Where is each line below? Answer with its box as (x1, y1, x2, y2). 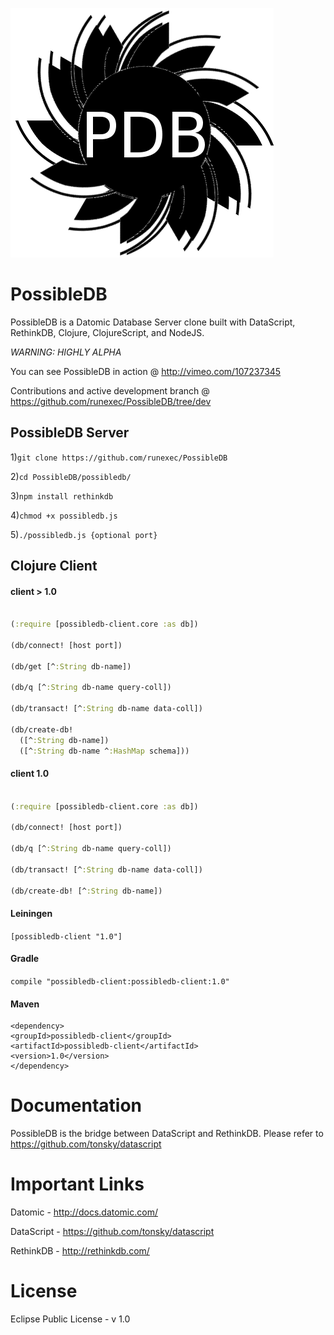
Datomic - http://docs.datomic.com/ (10, 1206, 158, 1218)
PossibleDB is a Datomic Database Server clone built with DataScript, (10, 316, 296, 328)
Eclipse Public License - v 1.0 (10, 1313, 131, 1325)
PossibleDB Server (10, 424, 130, 442)
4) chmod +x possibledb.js (10, 509, 118, 521)
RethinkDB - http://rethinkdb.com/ (10, 1245, 150, 1257)
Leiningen (10, 908, 53, 920)
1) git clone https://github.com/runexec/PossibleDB (10, 451, 228, 463)
